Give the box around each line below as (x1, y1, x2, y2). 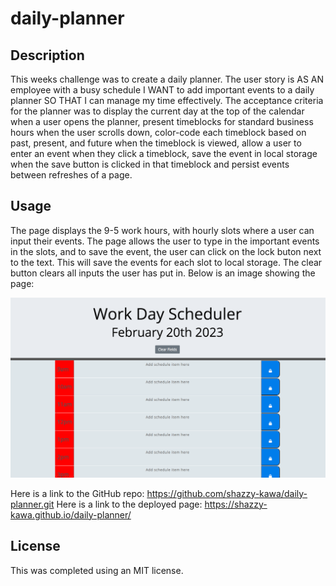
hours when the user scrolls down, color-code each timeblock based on (10, 127, 307, 138)
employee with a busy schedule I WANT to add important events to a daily (10, 84, 315, 96)
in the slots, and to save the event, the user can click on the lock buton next (10, 245, 322, 257)
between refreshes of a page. (10, 169, 133, 181)
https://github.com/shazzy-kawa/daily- (146, 487, 308, 499)
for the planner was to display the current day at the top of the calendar (10, 105, 305, 117)
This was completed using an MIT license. (10, 564, 184, 576)
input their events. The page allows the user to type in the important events (10, 235, 320, 247)
